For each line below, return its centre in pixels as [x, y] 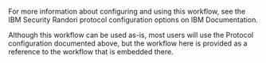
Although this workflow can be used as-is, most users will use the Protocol [131, 35]
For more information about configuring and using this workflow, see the [127, 11]
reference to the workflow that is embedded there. [91, 52]
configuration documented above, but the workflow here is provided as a [128, 43]
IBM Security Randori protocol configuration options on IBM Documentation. [133, 20]
